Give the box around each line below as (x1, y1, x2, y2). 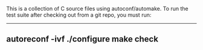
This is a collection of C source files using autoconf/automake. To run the (6, 5, 188, 12)
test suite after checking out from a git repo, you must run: (6, 11, 152, 18)
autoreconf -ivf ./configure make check (6, 34, 159, 44)
